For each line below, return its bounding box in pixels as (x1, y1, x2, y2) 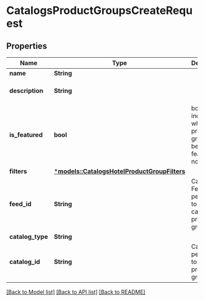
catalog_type (9, 232, 49, 241)
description (9, 86, 44, 95)
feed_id (9, 200, 32, 208)
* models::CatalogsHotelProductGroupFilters (53, 167, 186, 175)
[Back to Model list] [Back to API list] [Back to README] (6, 288, 146, 296)
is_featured (9, 131, 43, 139)
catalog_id (9, 258, 41, 266)
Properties (6, 41, 47, 51)
